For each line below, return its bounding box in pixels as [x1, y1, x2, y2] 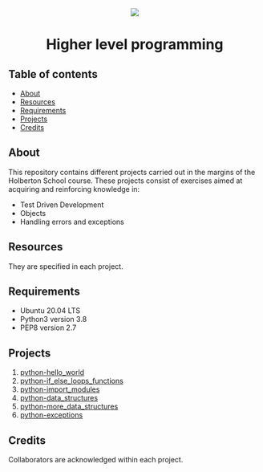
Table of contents [8, 67, 98, 81]
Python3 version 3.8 [19, 315, 87, 324]
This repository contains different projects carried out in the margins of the [8, 167, 256, 177]
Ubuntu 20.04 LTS [19, 306, 81, 315]
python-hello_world [19, 368, 85, 377]
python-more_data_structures [19, 401, 119, 412]
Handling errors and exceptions [19, 217, 124, 226]
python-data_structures [19, 393, 99, 403]
